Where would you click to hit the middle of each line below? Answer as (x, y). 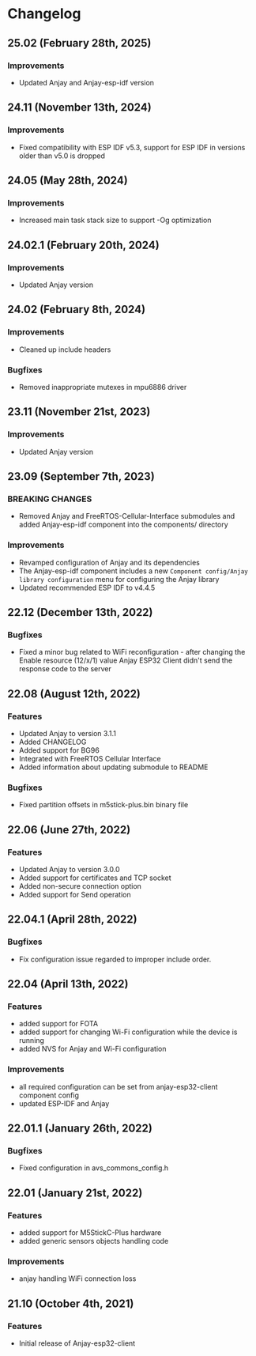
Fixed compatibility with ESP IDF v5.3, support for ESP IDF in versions (132, 147)
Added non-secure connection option (80, 886)
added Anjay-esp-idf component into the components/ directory (123, 525)
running (32, 1041)
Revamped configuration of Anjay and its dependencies (109, 562)
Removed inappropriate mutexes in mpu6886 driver (103, 387)
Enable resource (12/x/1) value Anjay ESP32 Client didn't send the (126, 660)
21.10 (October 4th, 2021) (71, 1303)
